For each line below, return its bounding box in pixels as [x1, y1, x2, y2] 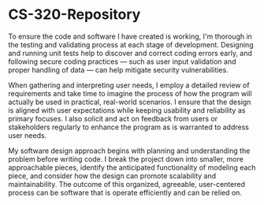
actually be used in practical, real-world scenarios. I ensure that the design [8, 97, 251, 106]
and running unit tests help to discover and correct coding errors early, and [8, 48, 252, 58]
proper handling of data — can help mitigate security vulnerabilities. [8, 65, 229, 74]
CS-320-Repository [8, 6, 141, 24]
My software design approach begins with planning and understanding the [8, 146, 251, 155]
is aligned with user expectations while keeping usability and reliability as [8, 105, 246, 115]
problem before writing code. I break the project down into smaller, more [8, 154, 244, 163]
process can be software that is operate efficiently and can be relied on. [8, 188, 243, 197]
